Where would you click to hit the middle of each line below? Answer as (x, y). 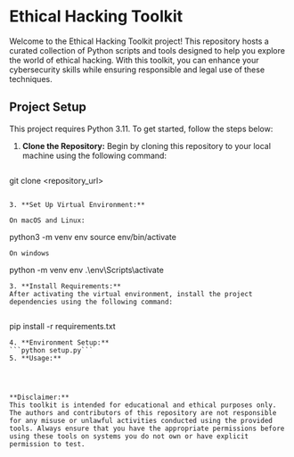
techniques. (31, 79)
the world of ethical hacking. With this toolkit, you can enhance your (134, 60)
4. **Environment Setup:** (59, 342)
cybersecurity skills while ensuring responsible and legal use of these (137, 70)
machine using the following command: (94, 155)
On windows (29, 253)
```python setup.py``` (51, 350)
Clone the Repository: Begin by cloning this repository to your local (147, 145)
